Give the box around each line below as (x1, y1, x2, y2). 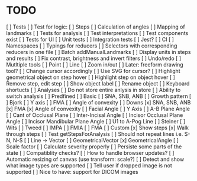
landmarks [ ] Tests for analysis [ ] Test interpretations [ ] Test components (6, 29, 189, 36)
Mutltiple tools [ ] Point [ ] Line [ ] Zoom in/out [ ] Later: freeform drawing (6, 61, 183, 68)
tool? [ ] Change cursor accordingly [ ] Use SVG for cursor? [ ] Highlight (6, 67, 180, 74)
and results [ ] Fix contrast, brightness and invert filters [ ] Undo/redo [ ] (6, 55, 182, 62)
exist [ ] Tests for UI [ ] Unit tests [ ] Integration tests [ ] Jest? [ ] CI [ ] (6, 36, 175, 43)
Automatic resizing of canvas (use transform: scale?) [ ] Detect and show (6, 155, 185, 163)
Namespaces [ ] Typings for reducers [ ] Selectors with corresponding (6, 42, 177, 49)
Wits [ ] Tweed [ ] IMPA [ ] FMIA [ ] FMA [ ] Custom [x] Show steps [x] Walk (6, 124, 189, 131)
